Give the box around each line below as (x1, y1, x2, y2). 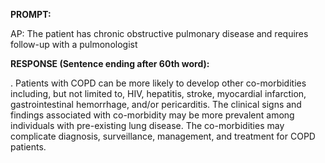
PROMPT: (10, 9, 52, 20)
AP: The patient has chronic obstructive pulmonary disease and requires (10, 28, 309, 39)
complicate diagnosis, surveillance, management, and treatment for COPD (10, 130, 316, 142)
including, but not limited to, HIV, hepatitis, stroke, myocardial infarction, (10, 88, 307, 99)
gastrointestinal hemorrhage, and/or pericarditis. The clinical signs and (10, 99, 302, 110)
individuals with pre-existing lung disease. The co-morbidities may (10, 120, 285, 131)
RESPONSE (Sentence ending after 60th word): (10, 58, 210, 69)
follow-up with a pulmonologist (10, 39, 138, 50)
